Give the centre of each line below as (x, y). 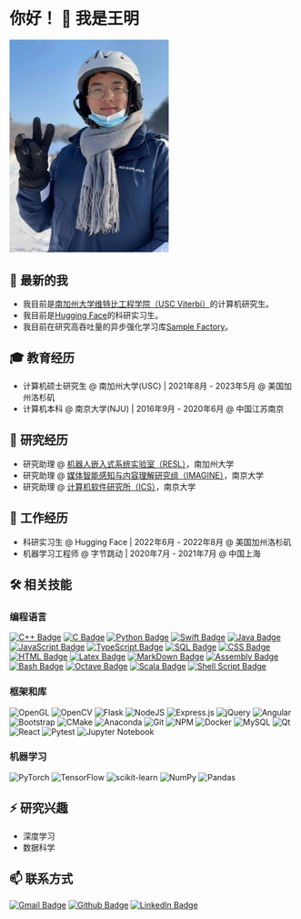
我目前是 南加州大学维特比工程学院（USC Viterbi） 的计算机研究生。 (148, 304)
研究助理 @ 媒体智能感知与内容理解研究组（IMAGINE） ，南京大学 (143, 475)
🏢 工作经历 (39, 518)
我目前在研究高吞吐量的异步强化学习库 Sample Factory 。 (128, 327)
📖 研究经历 (39, 440)
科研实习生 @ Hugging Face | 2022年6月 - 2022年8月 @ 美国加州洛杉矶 (157, 542)
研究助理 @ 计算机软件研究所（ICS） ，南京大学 (109, 486)
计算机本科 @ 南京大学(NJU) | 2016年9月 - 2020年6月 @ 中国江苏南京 (153, 408)
